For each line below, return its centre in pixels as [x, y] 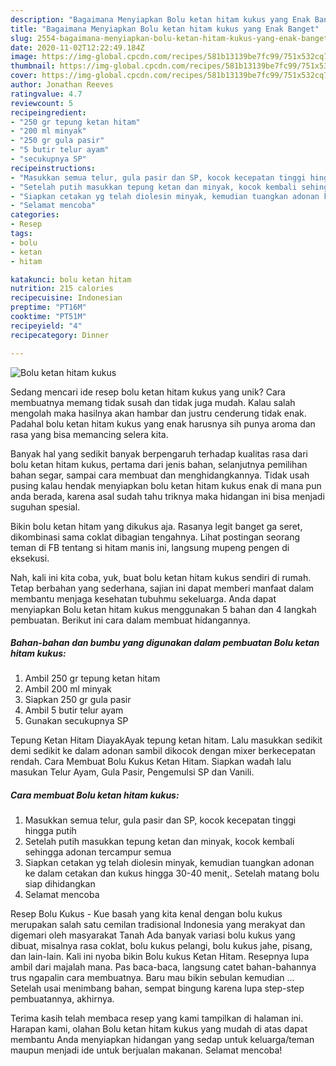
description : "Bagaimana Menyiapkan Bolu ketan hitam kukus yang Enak [160, 19]
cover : [24, 76]
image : [24, 57]
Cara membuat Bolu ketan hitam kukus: [95, 795]
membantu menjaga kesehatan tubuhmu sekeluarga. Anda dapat [143, 598]
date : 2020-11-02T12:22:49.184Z [77, 47]
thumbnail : [33, 66]
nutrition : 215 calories [62, 289]
